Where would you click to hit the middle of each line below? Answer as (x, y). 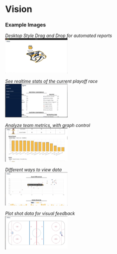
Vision (19, 9)
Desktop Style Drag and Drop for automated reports (58, 35)
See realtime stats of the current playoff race (52, 81)
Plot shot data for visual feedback (40, 213)
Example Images (26, 25)
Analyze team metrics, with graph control (48, 125)
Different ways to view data (34, 169)
